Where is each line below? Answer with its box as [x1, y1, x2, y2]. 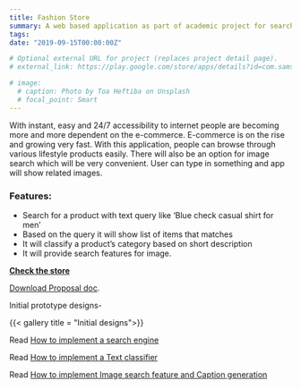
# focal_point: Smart [17, 95, 99, 104]
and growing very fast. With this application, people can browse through [9, 139, 276, 149]
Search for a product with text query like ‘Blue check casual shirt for [21, 209, 274, 220]
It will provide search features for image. [21, 248, 172, 258]
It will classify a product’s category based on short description [21, 238, 253, 249]
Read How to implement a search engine [9, 334, 159, 345]
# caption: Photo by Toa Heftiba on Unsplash [17, 87, 191, 96]
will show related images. [9, 167, 103, 178]
